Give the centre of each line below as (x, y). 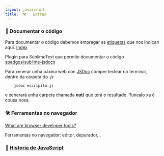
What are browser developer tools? (41, 126)
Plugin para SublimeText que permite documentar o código (65, 56)
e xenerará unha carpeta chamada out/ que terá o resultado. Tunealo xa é (80, 95)
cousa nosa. (17, 100)
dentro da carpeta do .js (29, 77)
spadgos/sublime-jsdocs (30, 62)
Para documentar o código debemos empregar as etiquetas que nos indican (82, 42)
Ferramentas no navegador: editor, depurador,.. (53, 135)
